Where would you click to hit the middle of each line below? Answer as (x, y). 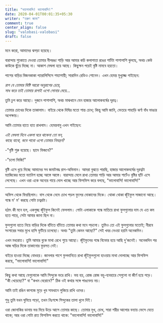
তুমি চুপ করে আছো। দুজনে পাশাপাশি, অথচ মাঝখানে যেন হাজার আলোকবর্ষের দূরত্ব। (62, 100)
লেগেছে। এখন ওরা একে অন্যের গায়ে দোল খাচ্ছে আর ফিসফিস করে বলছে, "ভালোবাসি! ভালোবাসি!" (73, 180)
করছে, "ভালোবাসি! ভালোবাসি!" (27, 261)
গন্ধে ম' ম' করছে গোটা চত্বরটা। (27, 200)
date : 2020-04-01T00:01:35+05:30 (39, 14)
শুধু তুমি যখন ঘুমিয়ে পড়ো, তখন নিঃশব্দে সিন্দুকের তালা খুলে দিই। (49, 300)
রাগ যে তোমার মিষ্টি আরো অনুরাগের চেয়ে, (33, 85)
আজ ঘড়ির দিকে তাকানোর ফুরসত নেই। (32, 245)
